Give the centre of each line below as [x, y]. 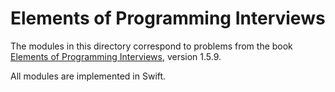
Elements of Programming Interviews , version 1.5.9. [116, 56]
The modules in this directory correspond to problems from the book [151, 46]
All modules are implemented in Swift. [88, 76]
